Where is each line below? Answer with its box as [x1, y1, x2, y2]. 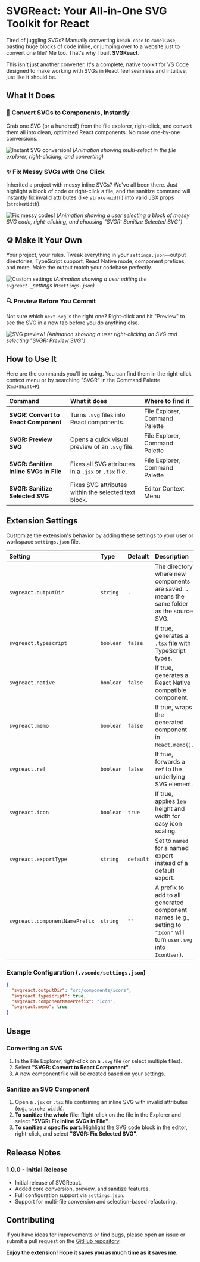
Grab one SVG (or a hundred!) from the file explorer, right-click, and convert [6, 122, 192, 129]
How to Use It [6, 354, 57, 364]
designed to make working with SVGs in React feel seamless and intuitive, [6, 67, 187, 74]
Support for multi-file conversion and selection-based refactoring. [14, 1198, 177, 1205]
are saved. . [154, 584, 189, 593]
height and [154, 804, 185, 813]
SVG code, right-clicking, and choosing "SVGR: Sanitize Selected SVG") [6, 218, 183, 225]
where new [154, 569, 186, 578]
